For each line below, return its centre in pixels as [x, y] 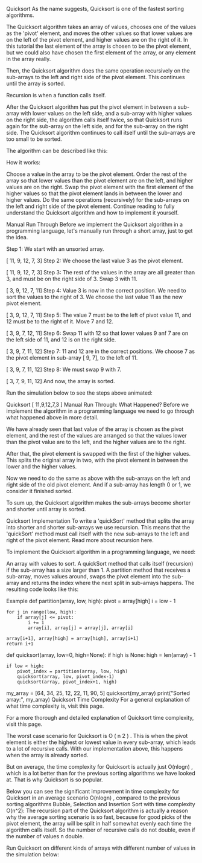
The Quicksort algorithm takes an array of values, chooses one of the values [101, 27]
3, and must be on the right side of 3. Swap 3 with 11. [72, 279]
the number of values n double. [45, 836]
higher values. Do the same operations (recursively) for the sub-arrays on [98, 200]
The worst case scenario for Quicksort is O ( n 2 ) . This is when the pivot [97, 736]
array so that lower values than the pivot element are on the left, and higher [100, 180]
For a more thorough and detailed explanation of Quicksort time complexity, [100, 718]
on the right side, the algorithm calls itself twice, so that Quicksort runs [94, 120]
